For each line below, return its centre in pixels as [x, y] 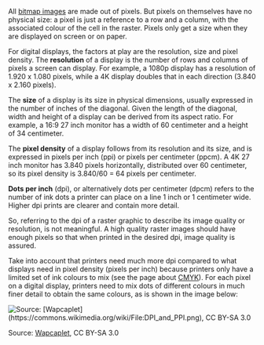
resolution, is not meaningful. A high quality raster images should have [122, 229]
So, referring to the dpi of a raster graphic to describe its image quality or [126, 220]
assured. [22, 245]
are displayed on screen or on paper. [68, 36]
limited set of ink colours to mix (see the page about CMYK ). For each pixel [130, 277]
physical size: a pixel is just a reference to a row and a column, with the [123, 20]
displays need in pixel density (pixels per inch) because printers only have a [131, 269]
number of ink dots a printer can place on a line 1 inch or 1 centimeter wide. [130, 197]
